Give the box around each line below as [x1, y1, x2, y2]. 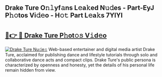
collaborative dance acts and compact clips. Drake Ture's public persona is [5, 57, 156, 63]
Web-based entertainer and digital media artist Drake [48, 47, 155, 52]
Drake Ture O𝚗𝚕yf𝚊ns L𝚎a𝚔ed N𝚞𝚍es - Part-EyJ [5, 4, 154, 12]
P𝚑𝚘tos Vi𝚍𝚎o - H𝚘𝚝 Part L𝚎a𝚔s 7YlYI [5, 12, 123, 20]
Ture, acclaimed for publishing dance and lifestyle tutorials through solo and [5, 52, 158, 57]
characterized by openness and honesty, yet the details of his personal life [5, 62, 155, 68]
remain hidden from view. [5, 67, 56, 73]
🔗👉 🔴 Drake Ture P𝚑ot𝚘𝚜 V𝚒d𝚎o [5, 31, 107, 39]
